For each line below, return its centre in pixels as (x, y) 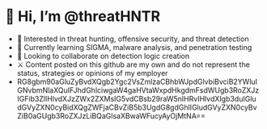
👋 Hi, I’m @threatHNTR (83, 17)
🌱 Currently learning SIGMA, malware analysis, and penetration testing (134, 47)
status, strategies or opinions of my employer (92, 73)
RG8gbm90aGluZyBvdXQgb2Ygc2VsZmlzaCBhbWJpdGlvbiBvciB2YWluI (137, 81)
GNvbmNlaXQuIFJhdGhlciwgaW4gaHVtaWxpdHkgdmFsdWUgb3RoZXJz (138, 90)
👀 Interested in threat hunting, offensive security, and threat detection (133, 39)
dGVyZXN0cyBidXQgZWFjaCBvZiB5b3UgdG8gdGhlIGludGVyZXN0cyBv (137, 107)
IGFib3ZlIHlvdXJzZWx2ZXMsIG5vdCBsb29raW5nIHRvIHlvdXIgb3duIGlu (137, 98)
